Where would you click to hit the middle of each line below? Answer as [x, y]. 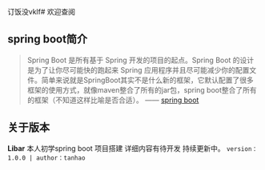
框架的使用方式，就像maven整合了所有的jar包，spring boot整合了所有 [142, 89]
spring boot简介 [48, 40]
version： [242, 149]
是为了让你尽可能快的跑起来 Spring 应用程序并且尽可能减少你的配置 [138, 69]
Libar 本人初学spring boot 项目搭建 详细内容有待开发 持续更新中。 [116, 148]
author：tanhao [61, 158]
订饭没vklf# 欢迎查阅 [41, 12]
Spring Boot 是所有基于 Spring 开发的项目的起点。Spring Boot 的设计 [141, 60]
